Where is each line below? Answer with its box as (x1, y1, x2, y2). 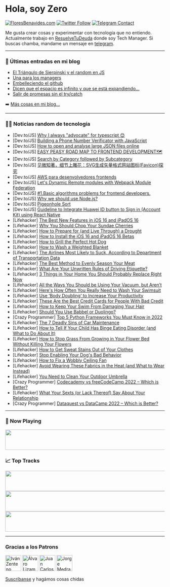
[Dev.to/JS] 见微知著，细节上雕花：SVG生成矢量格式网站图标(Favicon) (12, 162, 159, 168)
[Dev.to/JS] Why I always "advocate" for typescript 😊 (12, 132, 125, 138)
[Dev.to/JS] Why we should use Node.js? (12, 195, 98, 201)
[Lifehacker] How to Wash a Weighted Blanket (12, 244, 109, 250)
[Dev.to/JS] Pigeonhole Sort (12, 201, 71, 207)
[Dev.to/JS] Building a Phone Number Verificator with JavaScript (12, 137, 147, 144)
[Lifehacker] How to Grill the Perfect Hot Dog (12, 238, 107, 245)
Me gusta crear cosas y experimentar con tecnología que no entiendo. (5, 29, 152, 36)
